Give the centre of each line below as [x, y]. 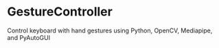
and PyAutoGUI [28, 37]
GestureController [60, 12]
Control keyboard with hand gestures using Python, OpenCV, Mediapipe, [110, 30]
